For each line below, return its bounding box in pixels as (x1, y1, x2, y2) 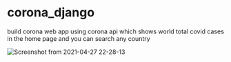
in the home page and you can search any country (7, 34, 150, 42)
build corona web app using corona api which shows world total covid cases (7, 27, 224, 35)
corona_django (7, 5, 95, 20)
